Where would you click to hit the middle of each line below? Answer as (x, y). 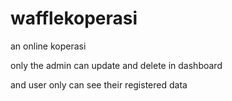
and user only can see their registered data (99, 84)
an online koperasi (48, 46)
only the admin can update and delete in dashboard (116, 65)
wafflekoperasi (74, 18)
